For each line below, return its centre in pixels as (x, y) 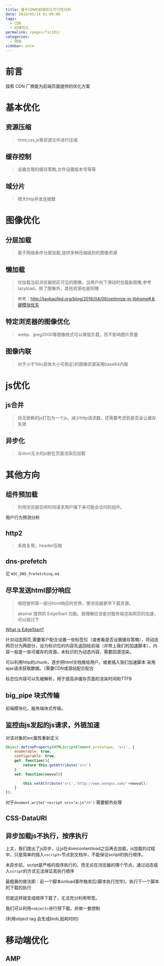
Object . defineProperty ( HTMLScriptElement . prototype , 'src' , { (70, 747)
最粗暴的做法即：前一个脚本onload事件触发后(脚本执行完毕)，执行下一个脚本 (82, 881)
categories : (18, 37)
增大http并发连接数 (36, 199)
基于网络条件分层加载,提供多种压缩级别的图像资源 (67, 253)
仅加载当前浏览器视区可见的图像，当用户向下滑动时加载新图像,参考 (84, 282)
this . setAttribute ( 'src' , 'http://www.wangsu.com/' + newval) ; (85, 783)
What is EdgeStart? (25, 629)
